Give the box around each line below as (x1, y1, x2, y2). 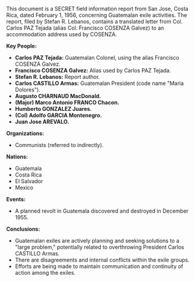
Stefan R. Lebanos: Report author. (14, 74, 100, 80)
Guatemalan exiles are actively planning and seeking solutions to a (14, 237, 180, 244)
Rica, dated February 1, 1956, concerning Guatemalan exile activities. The (6, 11, 187, 19)
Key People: (6, 42, 37, 49)
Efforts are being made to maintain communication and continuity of (14, 263, 184, 270)
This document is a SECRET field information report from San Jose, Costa (6, 5, 189, 12)
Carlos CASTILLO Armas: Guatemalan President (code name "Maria (14, 80, 184, 87)
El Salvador (14, 178, 43, 184)
